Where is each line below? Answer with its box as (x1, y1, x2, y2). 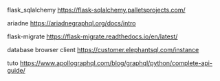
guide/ (7, 67, 26, 74)
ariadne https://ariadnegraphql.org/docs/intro (7, 19, 136, 27)
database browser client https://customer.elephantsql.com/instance (7, 46, 199, 54)
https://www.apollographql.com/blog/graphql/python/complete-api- (19, 59, 213, 67)
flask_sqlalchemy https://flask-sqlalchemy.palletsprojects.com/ (7, 6, 186, 14)
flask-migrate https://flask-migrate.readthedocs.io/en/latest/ (7, 32, 178, 40)
